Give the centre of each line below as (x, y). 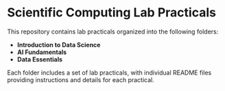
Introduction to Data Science (59, 44)
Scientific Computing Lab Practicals (111, 13)
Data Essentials (40, 59)
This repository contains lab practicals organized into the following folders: (113, 31)
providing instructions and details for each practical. (81, 79)
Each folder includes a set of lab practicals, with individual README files (109, 73)
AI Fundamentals (42, 52)
